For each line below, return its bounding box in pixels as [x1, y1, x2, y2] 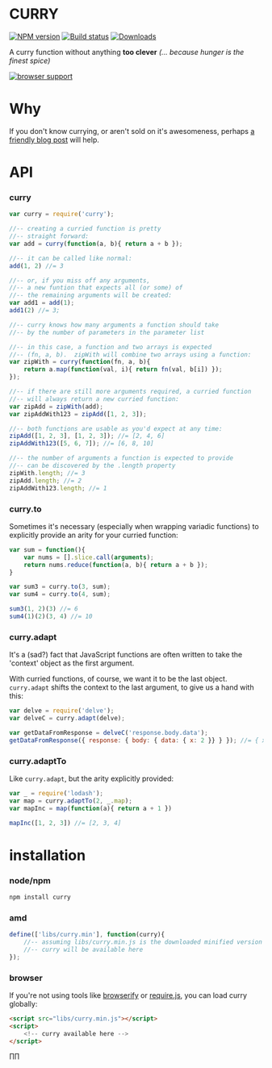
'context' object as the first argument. [9, 658, 135, 668]
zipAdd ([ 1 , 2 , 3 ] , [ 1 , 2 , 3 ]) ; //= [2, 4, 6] [9, 432, 165, 440]
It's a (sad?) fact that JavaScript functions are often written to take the [9, 650, 243, 660]
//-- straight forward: [9, 232, 90, 240]
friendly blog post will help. [9, 135, 100, 144]
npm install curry [9, 893, 71, 901]
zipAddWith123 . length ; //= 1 [9, 484, 107, 492]
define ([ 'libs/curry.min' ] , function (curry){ [9, 931, 165, 939]
